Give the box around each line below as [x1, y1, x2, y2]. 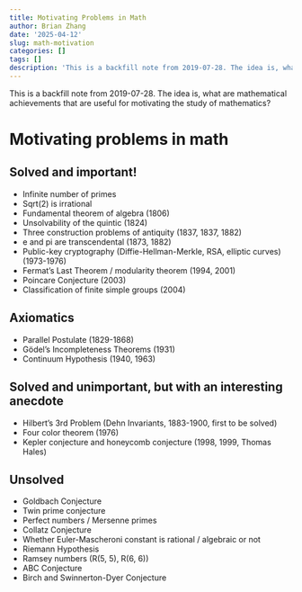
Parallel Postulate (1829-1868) [22, 334, 135, 345]
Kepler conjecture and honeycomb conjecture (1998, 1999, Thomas [22, 436, 271, 447]
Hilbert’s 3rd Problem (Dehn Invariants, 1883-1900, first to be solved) [22, 417, 278, 428]
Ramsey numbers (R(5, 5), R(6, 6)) [22, 553, 149, 564]
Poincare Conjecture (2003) [22, 274, 127, 285]
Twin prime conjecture [22, 506, 106, 516]
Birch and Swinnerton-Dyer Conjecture [22, 572, 167, 583]
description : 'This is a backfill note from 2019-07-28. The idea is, [9, 64, 280, 73]
